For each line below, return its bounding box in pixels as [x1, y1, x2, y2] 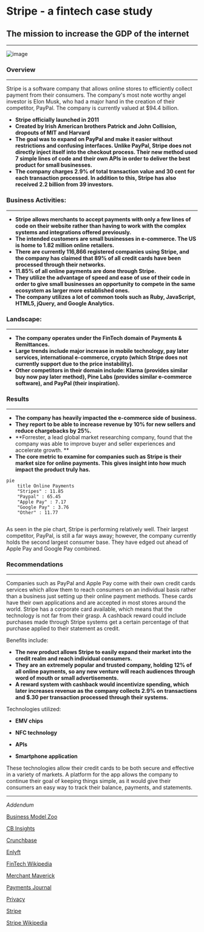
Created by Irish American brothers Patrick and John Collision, [15, 123, 177, 130]
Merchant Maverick [6, 872, 55, 880]
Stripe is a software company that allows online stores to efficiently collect [6, 85, 192, 92]
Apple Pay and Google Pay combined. [6, 545, 101, 552]
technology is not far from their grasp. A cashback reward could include [6, 612, 186, 619]
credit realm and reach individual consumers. [15, 655, 132, 662]
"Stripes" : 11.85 [17, 489, 64, 495]
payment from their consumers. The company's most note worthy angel [6, 91, 186, 99]
